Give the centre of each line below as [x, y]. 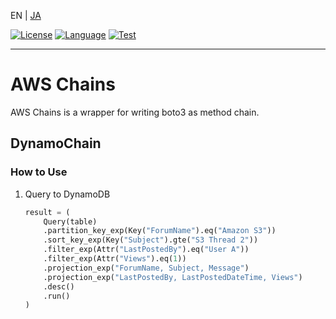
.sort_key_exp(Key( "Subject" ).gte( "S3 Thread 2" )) [151, 240]
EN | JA [26, 15]
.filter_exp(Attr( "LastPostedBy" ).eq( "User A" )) [146, 250]
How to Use [39, 172]
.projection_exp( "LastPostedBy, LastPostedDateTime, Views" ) [173, 277]
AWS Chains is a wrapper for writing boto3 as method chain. [135, 112]
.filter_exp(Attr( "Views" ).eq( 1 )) [115, 259]
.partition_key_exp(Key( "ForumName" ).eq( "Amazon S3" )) [160, 231]
